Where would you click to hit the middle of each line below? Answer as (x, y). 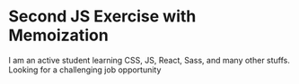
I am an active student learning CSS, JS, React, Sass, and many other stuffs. (149, 60)
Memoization (58, 35)
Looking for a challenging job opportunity (85, 70)
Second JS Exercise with (102, 17)
